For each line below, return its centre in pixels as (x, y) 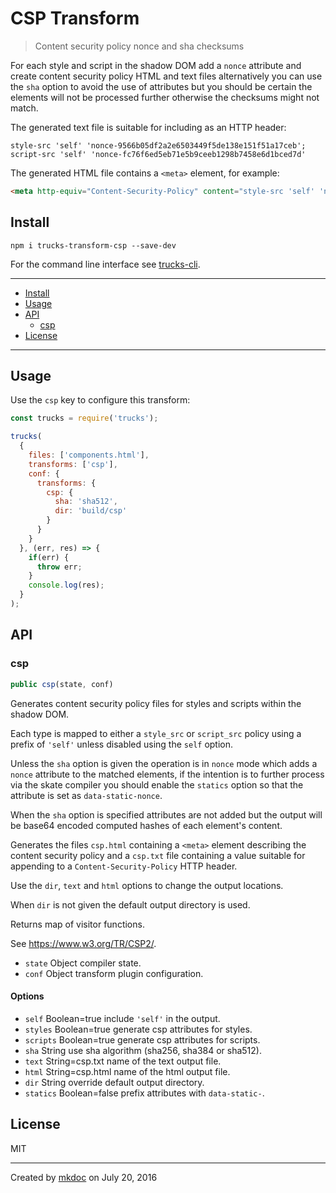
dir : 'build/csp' (91, 511)
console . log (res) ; (66, 585)
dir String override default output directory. (114, 1082)
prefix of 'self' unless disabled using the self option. (122, 744)
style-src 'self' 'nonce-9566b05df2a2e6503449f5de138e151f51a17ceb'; (158, 145)
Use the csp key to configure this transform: (100, 400)
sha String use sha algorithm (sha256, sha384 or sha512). (143, 1050)
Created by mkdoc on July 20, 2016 (84, 1177)
